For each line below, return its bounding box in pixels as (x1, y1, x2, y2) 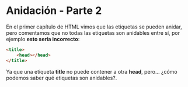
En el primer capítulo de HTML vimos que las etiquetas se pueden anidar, (6, 23, 182, 30)
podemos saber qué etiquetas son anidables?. (6, 74, 117, 81)
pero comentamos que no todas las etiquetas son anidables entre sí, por (6, 29, 180, 36)
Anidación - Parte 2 (6, 4, 102, 17)
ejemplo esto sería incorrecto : (6, 35, 80, 42)
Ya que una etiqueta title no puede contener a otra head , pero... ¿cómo (6, 68, 177, 75)
